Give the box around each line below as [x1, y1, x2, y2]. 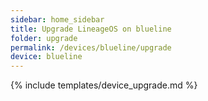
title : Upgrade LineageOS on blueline [10, 24, 172, 34]
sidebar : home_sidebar [10, 14, 105, 25]
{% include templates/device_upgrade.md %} [10, 79, 198, 91]
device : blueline [10, 52, 83, 62]
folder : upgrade [10, 33, 78, 43]
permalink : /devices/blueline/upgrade [10, 42, 172, 53]
